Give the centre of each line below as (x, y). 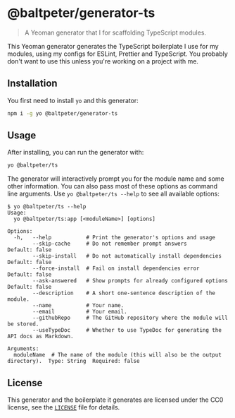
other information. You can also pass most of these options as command (113, 186)
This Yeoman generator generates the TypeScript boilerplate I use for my (113, 46)
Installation (32, 84)
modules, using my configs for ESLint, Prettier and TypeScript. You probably (118, 54)
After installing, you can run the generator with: (76, 153)
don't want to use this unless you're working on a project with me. (103, 61)
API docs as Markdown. (40, 337)
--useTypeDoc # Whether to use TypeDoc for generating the (127, 330)
